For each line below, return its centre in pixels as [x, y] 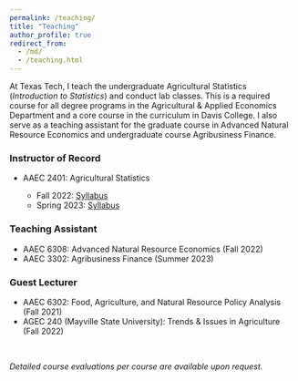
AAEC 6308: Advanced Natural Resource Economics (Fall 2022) [143, 249]
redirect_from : [38, 43]
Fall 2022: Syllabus [72, 196]
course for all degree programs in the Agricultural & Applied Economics [143, 105]
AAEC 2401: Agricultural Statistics [86, 178]
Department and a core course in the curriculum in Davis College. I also [144, 115]
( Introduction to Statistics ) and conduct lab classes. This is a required [140, 96]
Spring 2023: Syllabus [78, 205]
